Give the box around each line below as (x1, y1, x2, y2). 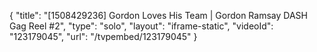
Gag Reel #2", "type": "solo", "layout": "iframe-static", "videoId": (9, 20, 274, 32)
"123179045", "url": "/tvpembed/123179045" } (9, 31, 198, 42)
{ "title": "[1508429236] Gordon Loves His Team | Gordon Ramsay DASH (9, 10, 308, 21)
